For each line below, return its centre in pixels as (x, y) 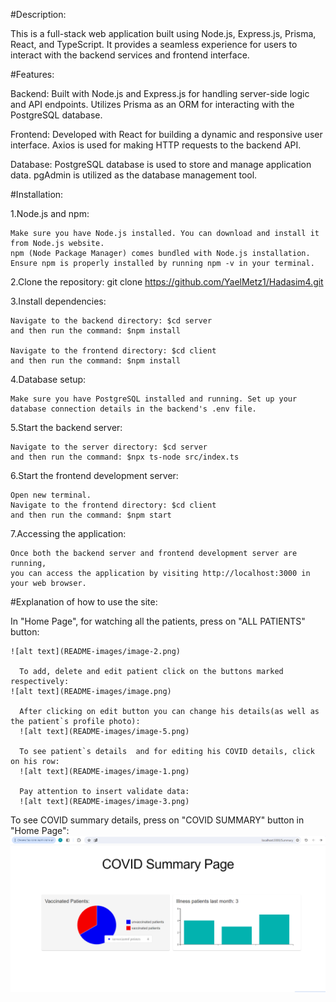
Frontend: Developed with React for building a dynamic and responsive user (166, 134)
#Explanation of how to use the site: (84, 602)
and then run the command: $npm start (91, 515)
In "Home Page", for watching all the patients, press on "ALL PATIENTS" (158, 621)
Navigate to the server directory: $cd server (109, 447)
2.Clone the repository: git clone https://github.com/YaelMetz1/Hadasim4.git (167, 282)
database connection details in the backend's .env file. (133, 409)
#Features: (32, 74)
